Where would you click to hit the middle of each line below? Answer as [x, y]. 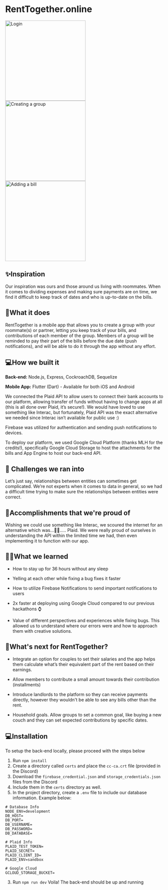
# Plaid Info [19, 842]
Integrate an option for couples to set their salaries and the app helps [84, 659]
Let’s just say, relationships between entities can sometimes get [71, 481]
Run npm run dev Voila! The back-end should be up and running [78, 882]
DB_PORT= [14, 820]
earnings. [22, 669]
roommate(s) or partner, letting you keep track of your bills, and [71, 330]
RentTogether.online [49, 9]
